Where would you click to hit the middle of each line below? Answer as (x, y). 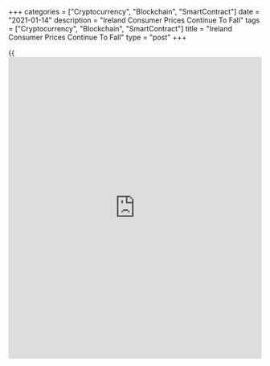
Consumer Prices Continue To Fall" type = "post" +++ (98, 37)
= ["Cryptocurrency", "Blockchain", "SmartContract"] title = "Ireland (121, 29)
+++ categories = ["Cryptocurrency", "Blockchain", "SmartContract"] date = (134, 12)
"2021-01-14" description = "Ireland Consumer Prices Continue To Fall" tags (134, 20)
